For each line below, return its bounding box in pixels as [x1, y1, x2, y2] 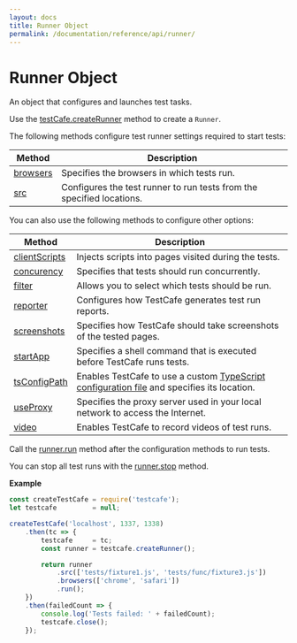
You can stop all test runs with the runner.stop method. [9, 461, 209, 471]
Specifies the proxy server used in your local [76, 395, 263, 408]
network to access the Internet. [76, 407, 206, 419]
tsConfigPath [13, 376, 68, 388]
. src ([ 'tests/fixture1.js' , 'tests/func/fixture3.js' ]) [56, 568, 267, 578]
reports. [76, 305, 110, 318]
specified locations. [61, 192, 143, 204]
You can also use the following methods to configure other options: [9, 215, 254, 226]
